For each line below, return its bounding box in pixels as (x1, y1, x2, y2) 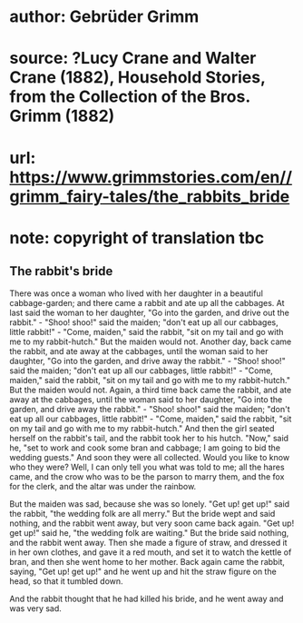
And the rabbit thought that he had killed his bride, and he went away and (9, 593, 284, 604)
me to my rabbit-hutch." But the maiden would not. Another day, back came (9, 336, 292, 347)
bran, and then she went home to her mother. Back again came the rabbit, (9, 556, 286, 567)
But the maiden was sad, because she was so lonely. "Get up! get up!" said (9, 498, 290, 509)
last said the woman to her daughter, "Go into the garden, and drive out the (9, 307, 290, 318)
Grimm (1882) (9, 106, 115, 126)
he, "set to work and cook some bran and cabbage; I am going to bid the (9, 442, 281, 453)
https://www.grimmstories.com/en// (9, 166, 293, 187)
